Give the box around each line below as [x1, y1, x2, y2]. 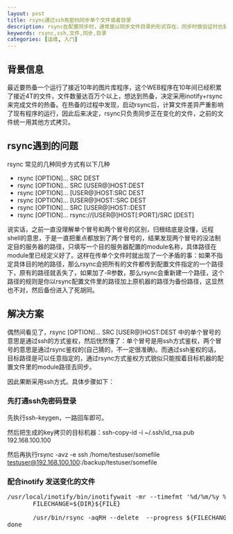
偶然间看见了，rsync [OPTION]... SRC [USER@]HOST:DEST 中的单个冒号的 [7, 328, 221, 336]
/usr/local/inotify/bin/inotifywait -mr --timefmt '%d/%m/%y [7, 493, 220, 501]
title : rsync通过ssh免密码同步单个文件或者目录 [7, 17, 132, 24]
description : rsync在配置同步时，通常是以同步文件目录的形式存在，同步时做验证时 [7, 23, 218, 30]
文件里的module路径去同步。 [12, 362, 96, 371]
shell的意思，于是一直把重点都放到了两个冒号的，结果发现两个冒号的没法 [7, 233, 215, 242]
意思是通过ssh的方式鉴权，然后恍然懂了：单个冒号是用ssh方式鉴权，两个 [7, 336, 216, 344]
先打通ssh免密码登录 [7, 397, 77, 406]
